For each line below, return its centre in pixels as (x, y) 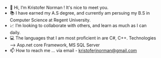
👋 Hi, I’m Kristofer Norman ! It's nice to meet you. (59, 8)
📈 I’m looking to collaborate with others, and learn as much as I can (78, 25)
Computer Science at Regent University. (50, 20)
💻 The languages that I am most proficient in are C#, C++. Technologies (83, 38)
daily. (15, 32)
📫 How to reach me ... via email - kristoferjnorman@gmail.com (73, 50)
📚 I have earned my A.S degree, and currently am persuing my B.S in (80, 13)
